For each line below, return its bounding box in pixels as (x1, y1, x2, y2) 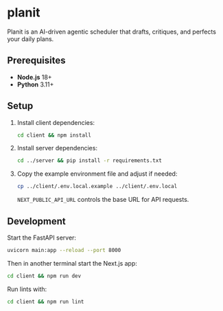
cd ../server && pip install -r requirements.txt (16, 157, 163, 164)
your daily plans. (7, 34, 54, 43)
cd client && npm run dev (7, 273, 81, 279)
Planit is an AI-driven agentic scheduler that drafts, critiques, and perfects (7, 27, 216, 36)
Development (7, 215, 67, 227)
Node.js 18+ (16, 73, 53, 81)
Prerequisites (7, 55, 66, 67)
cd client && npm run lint (7, 298, 84, 305)
